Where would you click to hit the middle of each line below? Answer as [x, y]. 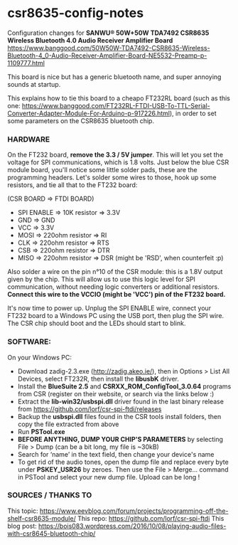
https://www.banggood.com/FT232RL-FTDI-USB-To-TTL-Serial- [116, 105]
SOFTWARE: [29, 342]
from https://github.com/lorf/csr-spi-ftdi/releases [90, 409]
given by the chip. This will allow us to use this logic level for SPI [101, 280]
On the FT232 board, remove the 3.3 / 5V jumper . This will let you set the [115, 155]
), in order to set [193, 113]
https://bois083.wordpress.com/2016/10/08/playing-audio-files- [132, 526]
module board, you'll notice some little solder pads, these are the [102, 170]
